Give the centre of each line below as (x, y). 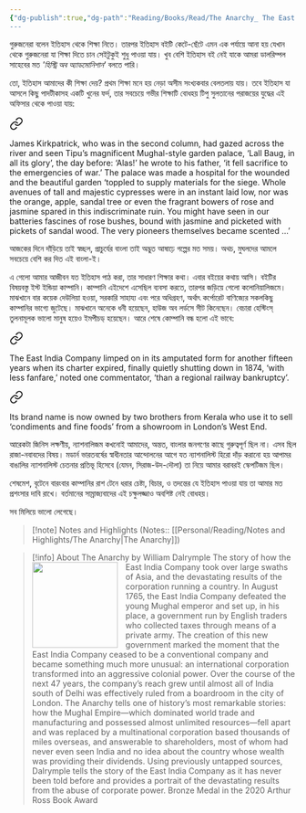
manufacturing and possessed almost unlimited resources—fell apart (161, 722)
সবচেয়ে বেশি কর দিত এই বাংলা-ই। (56, 259)
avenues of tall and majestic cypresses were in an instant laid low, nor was (149, 192)
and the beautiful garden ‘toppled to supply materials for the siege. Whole (148, 182)
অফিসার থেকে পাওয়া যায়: (42, 103)
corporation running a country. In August (202, 586)
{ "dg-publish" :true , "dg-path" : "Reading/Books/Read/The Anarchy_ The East (153, 18)
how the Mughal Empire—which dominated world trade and (143, 713)
